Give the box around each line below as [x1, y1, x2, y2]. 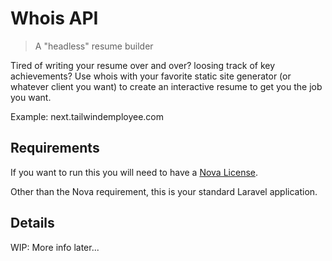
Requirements [10, 140, 100, 157]
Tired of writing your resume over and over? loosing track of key [10, 59, 276, 71]
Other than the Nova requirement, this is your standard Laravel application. [10, 185, 318, 197]
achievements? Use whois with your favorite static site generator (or [10, 70, 292, 82]
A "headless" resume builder [34, 40, 154, 52]
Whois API [10, 7, 99, 30]
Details [10, 215, 55, 232]
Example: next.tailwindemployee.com [10, 110, 165, 122]
